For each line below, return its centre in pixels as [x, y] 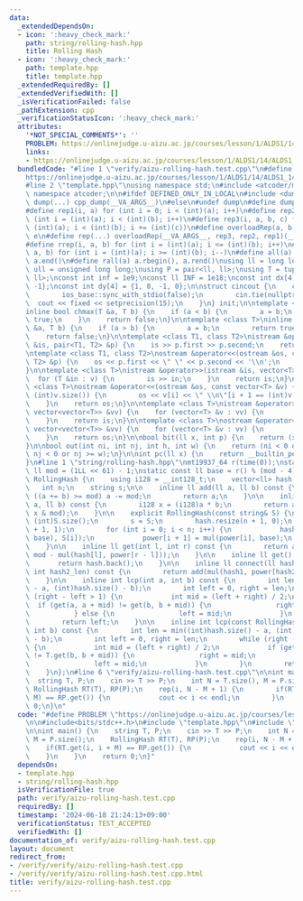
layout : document [42, 849]
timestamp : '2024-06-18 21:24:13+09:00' [94, 815]
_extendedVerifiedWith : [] [68, 93]
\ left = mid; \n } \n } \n [139, 664]
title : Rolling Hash [64, 51]
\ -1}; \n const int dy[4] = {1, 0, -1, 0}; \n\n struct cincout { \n [151, 286]
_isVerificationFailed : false [74, 102]
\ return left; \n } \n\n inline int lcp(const [139, 622]
